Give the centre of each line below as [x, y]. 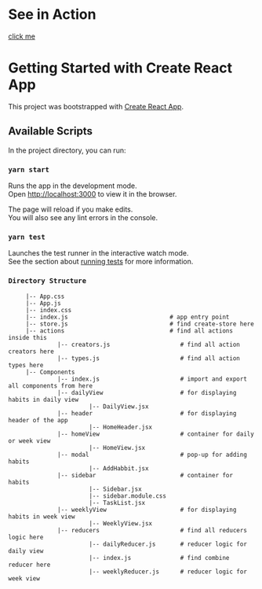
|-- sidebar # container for [146, 475]
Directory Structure [47, 281]
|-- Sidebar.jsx [116, 489]
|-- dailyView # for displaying [147, 392]
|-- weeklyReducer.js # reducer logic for [168, 572]
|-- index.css [49, 310]
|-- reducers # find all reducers [152, 530]
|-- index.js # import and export [152, 379]
